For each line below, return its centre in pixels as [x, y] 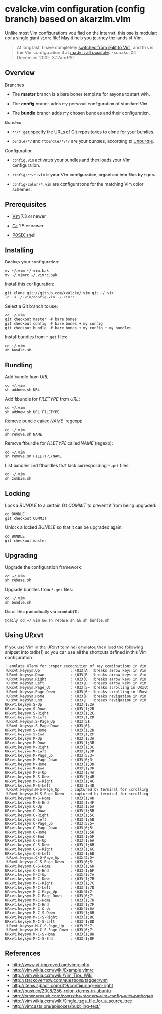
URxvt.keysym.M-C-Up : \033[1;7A [50, 874]
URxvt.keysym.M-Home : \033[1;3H [50, 764]
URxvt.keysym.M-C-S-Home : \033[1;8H [50, 934]
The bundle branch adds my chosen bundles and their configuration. [81, 113]
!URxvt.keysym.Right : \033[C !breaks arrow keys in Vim [76, 679]
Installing [19, 250]
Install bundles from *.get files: [36, 337]
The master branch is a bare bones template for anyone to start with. [81, 94]
